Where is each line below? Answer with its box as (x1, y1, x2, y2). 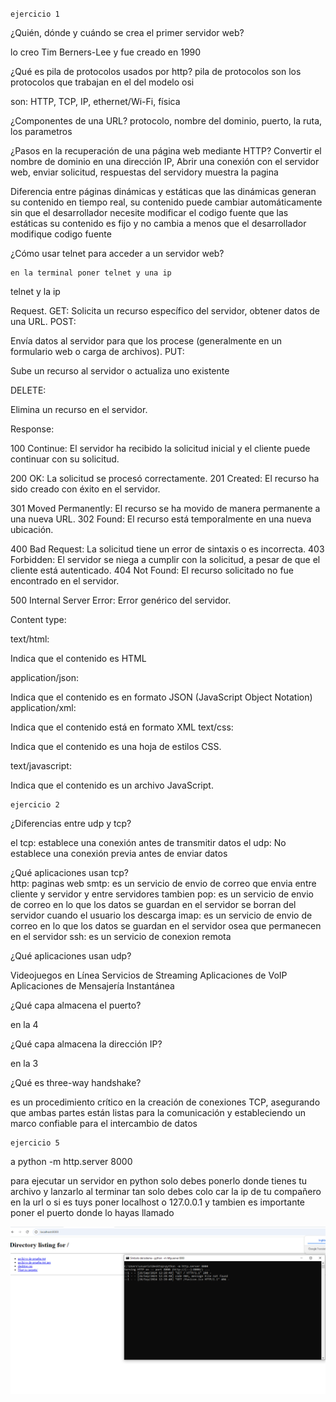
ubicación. (10, 524, 54, 535)
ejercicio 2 (10, 800, 60, 810)
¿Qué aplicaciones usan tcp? (10, 867, 129, 878)
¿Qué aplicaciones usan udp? (10, 950, 132, 962)
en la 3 (10, 1058, 39, 1069)
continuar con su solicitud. (10, 453, 120, 465)
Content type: (10, 614, 67, 625)
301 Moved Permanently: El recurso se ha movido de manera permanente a (10, 503, 321, 514)
